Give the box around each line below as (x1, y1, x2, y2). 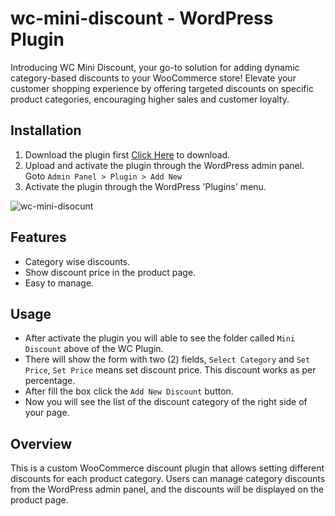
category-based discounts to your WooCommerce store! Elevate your (10, 72, 297, 84)
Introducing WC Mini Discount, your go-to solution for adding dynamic (10, 61, 300, 73)
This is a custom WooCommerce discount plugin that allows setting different (10, 462, 325, 474)
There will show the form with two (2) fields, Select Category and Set (24, 353, 311, 366)
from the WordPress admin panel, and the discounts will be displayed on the (10, 483, 325, 496)
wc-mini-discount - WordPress (10, 7, 274, 30)
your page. (24, 407, 70, 419)
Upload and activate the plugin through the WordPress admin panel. (24, 159, 305, 171)
